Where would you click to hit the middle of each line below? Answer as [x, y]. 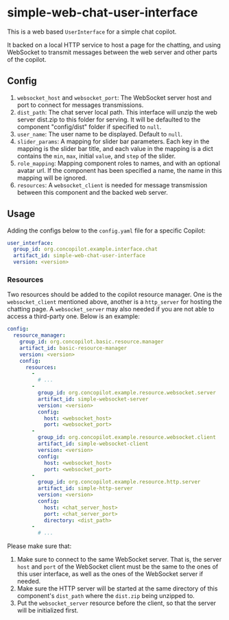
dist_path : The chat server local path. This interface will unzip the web [117, 112]
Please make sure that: [39, 546]
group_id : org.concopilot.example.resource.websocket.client [126, 438]
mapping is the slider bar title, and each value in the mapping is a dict [115, 148]
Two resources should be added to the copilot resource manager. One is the [115, 295]
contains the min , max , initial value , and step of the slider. [96, 156]
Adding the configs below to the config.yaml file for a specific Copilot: [106, 230]
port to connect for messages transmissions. [80, 105]
